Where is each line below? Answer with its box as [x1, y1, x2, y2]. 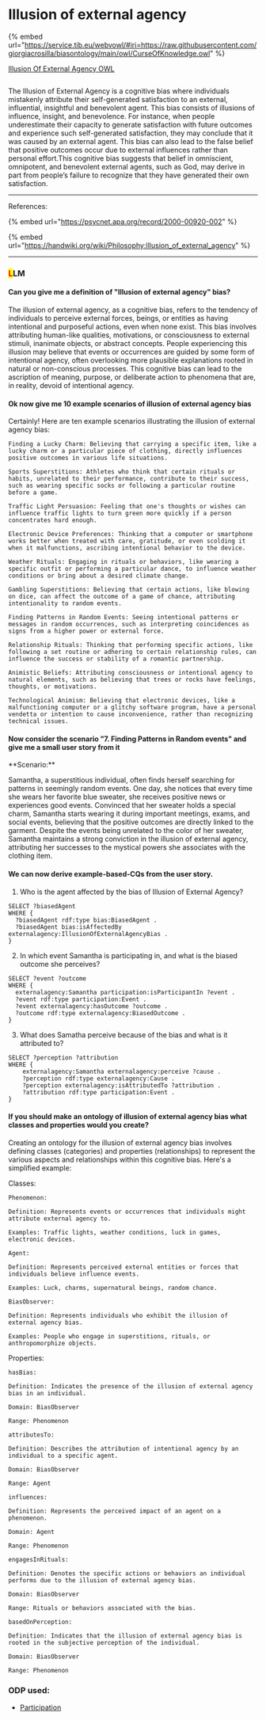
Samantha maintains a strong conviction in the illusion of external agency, [8, 834, 249, 844]
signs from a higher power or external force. [8, 627, 165, 635]
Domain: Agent [8, 1528, 55, 1535]
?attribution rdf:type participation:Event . [22, 1088, 176, 1096]
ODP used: [8, 1684, 50, 1695]
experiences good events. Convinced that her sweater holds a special [8, 801, 236, 810]
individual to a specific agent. [8, 1452, 119, 1459]
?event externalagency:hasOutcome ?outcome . [15, 1002, 169, 1010]
